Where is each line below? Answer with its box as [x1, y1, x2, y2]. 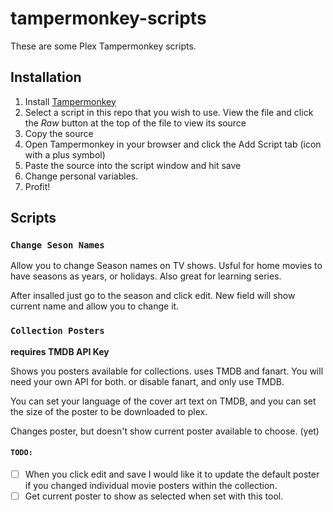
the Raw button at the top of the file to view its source [24, 117, 247, 129]
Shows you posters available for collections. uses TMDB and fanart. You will [10, 365, 324, 377]
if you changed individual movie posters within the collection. [24, 480, 278, 491]
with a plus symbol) [24, 148, 106, 161]
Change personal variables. [24, 170, 139, 182]
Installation [10, 69, 82, 86]
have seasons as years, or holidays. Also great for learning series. [10, 270, 282, 282]
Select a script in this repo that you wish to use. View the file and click [24, 106, 314, 118]
